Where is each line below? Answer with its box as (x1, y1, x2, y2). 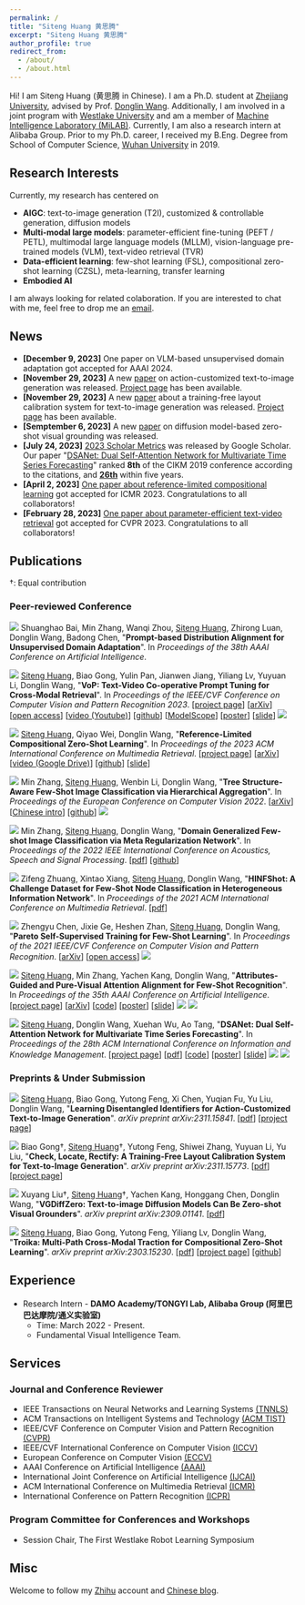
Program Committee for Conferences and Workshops (9, 1513, 250, 1526)
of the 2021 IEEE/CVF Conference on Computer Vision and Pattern (9, 940, 259, 951)
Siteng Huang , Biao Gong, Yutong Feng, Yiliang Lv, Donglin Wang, (20, 1226, 267, 1238)
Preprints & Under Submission (9, 1072, 146, 1084)
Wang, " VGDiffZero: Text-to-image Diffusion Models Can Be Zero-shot (9, 1198, 282, 1209)
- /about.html (17, 65, 71, 74)
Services (9, 1356, 62, 1371)
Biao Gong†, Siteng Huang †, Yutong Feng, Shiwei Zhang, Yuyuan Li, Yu (20, 1141, 287, 1152)
